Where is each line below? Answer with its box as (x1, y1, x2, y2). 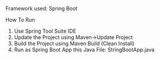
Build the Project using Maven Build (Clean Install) (13, 40, 135, 47)
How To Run (5, 16, 35, 23)
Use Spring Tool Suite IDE (13, 27, 77, 34)
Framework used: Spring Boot (5, 5, 77, 12)
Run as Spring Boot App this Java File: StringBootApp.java (13, 46, 155, 53)
